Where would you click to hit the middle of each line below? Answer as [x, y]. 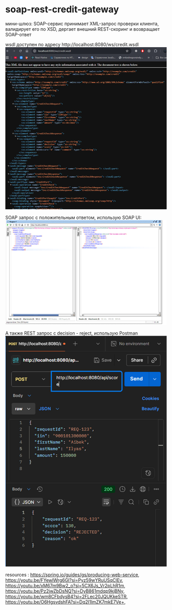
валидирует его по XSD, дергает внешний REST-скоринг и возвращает [83, 29]
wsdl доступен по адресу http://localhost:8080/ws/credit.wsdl [72, 44]
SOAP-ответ [18, 34]
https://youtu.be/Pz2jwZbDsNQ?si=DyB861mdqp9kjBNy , [65, 591]
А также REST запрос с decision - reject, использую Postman [72, 333]
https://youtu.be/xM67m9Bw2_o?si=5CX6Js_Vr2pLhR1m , [65, 585]
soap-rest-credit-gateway [62, 9]
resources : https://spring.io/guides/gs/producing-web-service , [72, 575]
